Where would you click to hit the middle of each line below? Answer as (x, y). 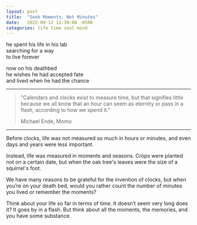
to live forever (23, 57)
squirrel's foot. (24, 168)
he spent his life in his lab (37, 45)
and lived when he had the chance (48, 81)
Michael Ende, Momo (46, 121)
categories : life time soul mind (47, 28)
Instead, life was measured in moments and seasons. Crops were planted (95, 156)
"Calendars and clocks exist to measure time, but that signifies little (102, 98)
